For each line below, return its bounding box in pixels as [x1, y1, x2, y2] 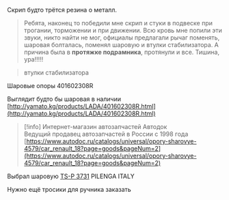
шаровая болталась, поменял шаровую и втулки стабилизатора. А [23, 41, 219, 48]
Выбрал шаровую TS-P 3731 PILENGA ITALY [7, 172, 135, 180]
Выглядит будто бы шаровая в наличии [7, 95, 122, 103]
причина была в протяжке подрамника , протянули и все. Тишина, [23, 48, 220, 56]
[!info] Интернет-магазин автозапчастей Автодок [23, 123, 167, 130]
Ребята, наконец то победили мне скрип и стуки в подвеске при [23, 19, 213, 27]
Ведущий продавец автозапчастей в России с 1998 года [23, 130, 189, 138]
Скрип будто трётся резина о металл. [7, 6, 118, 14]
